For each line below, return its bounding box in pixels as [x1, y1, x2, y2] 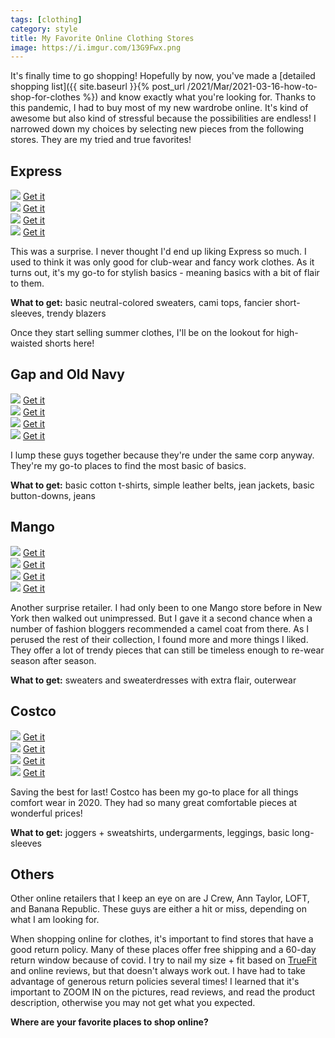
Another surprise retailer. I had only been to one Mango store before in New [10, 601, 323, 613]
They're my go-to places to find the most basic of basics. [10, 459, 247, 471]
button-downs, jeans [10, 489, 96, 501]
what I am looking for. [10, 914, 100, 926]
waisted [10, 337, 43, 350]
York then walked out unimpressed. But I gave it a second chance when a [10, 612, 313, 624]
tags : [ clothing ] [10, 14, 83, 25]
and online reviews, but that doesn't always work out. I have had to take [10, 965, 306, 977]
